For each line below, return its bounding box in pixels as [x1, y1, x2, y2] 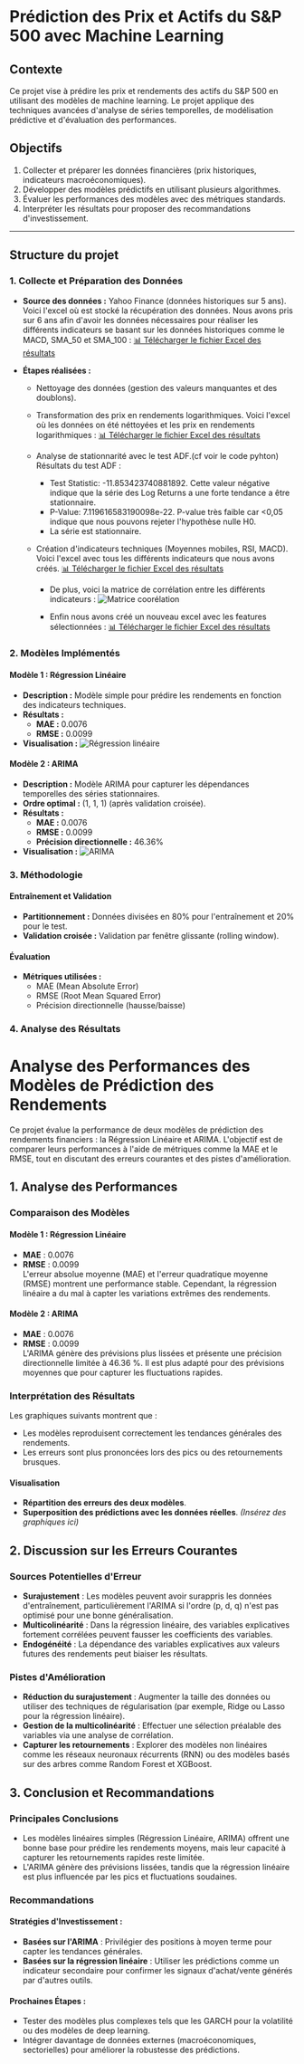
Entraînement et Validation [9, 891, 112, 902]
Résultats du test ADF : [35, 460, 122, 471]
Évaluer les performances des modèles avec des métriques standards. [22, 193, 287, 205]
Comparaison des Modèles [9, 1207, 130, 1219]
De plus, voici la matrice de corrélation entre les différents [49, 584, 266, 595]
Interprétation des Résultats [9, 1390, 136, 1402]
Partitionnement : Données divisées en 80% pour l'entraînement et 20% [22, 911, 295, 922]
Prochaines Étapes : [9, 1995, 86, 2006]
